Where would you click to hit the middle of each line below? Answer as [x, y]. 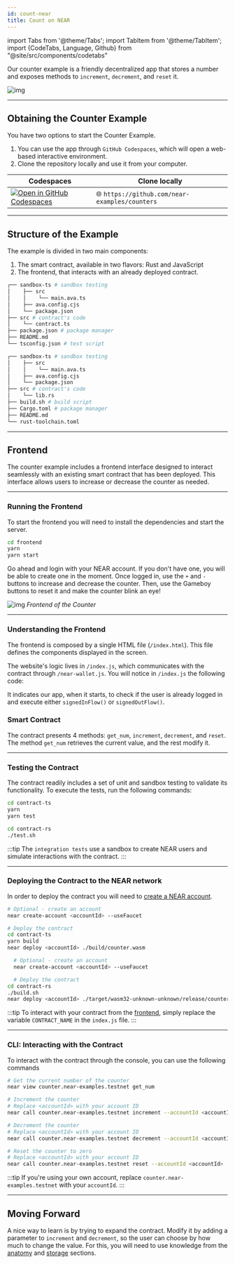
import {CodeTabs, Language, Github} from [70, 48]
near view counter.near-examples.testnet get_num [81, 1087]
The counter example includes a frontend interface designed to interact [110, 467]
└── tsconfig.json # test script [56, 344]
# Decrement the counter [43, 1125]
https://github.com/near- [147, 194]
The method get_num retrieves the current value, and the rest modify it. [109, 743]
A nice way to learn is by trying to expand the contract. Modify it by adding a [117, 1231]
